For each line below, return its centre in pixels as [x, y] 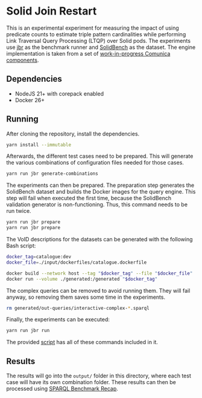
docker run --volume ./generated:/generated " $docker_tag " [82, 279]
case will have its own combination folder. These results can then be [91, 382]
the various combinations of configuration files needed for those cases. [95, 163]
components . [23, 60]
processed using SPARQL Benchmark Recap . [62, 389]
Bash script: [21, 246]
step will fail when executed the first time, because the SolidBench [89, 198]
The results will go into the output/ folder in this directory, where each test [99, 376]
